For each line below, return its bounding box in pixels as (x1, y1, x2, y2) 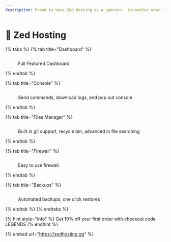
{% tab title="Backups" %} (5, 182, 62, 188)
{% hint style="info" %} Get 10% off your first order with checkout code (5, 216, 156, 222)
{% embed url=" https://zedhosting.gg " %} (5, 231, 94, 237)
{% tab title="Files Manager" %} (5, 114, 73, 120)
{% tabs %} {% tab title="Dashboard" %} (5, 46, 92, 52)
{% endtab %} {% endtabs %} (5, 206, 69, 212)
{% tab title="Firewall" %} (5, 148, 60, 154)
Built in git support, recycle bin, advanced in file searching (18, 128, 140, 134)
